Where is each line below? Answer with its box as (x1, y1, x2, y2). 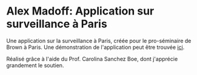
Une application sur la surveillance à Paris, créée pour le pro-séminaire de (6, 37, 192, 44)
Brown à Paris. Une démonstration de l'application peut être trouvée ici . (6, 44, 185, 51)
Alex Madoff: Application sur (6, 4, 155, 18)
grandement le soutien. (6, 62, 64, 69)
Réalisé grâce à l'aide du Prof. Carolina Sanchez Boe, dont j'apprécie (6, 55, 178, 62)
